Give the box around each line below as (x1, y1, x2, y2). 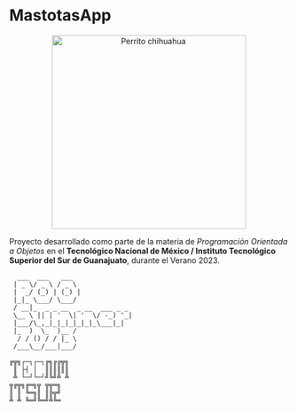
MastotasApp (9, 5, 112, 26)
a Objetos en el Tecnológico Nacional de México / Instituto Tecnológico (9, 245, 277, 256)
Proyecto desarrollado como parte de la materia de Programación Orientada (9, 236, 288, 246)
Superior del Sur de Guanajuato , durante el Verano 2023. (9, 254, 220, 266)
